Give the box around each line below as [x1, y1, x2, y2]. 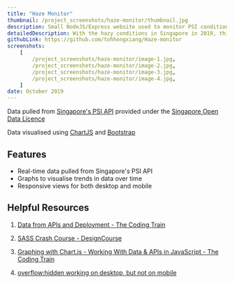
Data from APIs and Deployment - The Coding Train [17, 221, 166, 229]
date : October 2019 [7, 88, 64, 95]
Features [7, 148, 47, 160]
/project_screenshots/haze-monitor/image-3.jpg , [32, 68, 176, 75]
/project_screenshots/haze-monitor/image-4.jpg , [32, 75, 176, 82]
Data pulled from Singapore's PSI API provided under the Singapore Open [7, 107, 219, 116]
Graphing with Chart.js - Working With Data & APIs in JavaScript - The [17, 247, 219, 255]
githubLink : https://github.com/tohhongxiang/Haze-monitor [7, 36, 182, 43]
